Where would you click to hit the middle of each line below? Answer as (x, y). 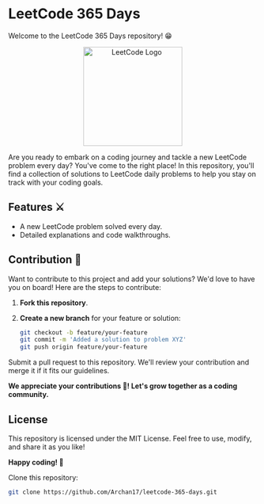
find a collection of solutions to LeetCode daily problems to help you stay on (132, 174)
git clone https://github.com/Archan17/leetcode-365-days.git (113, 492)
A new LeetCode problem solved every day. (91, 226)
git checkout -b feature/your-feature (83, 332)
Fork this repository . (54, 303)
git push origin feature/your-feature (83, 347)
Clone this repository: (43, 477)
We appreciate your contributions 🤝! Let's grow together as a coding (123, 386)
